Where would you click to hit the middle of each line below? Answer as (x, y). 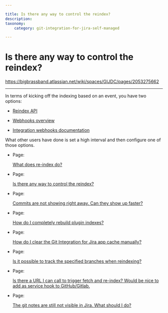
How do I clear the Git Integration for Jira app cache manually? (77, 242)
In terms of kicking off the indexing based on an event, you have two (76, 96)
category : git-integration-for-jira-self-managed (67, 28)
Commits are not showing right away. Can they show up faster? (78, 203)
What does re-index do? (37, 165)
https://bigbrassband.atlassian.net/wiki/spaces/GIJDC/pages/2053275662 (82, 82)
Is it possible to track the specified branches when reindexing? (77, 261)
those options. (20, 145)
